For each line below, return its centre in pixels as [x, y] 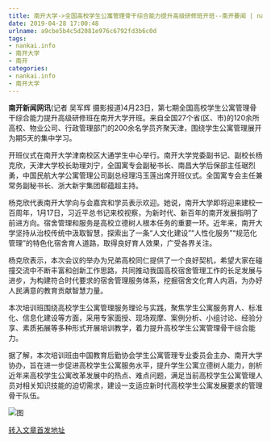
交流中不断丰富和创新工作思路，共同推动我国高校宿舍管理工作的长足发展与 [139, 270]
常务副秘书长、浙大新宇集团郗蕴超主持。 [75, 185]
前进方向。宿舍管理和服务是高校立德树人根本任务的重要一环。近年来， [125, 222]
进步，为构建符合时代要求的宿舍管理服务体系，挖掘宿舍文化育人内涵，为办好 [135, 280]
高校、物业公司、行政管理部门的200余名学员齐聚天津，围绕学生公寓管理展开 [135, 128]
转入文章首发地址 [37, 430]
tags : [17, 38]
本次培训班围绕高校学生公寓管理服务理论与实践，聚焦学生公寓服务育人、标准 [135, 307]
